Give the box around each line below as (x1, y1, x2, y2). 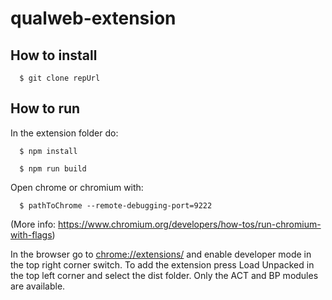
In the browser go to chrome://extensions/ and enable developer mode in (10, 248, 312, 260)
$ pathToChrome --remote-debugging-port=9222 (19, 200, 213, 211)
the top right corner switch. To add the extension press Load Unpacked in (10, 258, 315, 271)
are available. (10, 280, 66, 292)
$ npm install (19, 146, 78, 156)
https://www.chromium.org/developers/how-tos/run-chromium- (58, 218, 322, 230)
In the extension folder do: (10, 127, 119, 139)
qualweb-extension (10, 7, 177, 30)
